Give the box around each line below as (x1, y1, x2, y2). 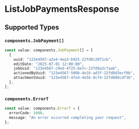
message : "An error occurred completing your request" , (9, 115, 126, 120)
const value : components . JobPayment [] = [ (4, 48, 93, 53)
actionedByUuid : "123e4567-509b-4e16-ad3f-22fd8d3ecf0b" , (13, 70, 135, 76)
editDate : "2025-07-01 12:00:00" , (13, 62, 84, 66)
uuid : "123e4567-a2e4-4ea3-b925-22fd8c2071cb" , (13, 57, 113, 62)
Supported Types (4, 23, 60, 32)
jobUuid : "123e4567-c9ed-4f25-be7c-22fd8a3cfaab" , (13, 66, 120, 71)
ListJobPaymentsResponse (4, 3, 119, 15)
